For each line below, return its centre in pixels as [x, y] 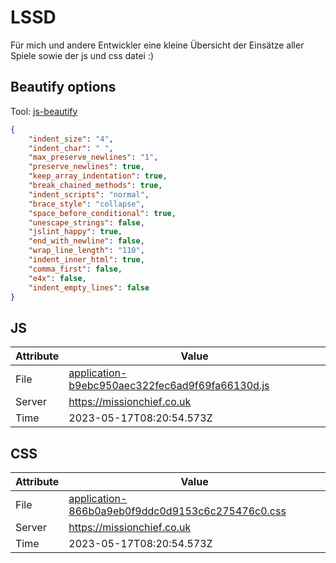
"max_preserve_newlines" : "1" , [93, 157]
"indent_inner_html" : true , [86, 260]
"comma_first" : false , [75, 269]
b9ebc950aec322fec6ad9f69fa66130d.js [169, 386]
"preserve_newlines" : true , [86, 167]
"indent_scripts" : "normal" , [89, 194]
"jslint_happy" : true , [75, 232]
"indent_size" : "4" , [71, 139]
